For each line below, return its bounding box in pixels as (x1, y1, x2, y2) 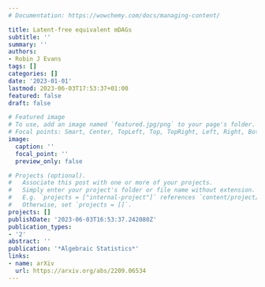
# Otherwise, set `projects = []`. (8, 201, 132, 209)
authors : (8, 48, 37, 56)
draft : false (8, 99, 51, 107)
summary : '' (8, 40, 47, 48)
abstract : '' (8, 237, 51, 245)
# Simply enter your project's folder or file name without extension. (8, 186, 256, 194)
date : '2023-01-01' (8, 76, 73, 85)
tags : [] (8, 62, 37, 71)
